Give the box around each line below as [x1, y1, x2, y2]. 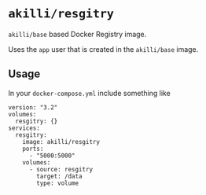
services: [8, 124, 41, 132]
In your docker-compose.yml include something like [8, 88, 171, 97]
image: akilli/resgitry [22, 138, 101, 145]
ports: [22, 145, 44, 153]
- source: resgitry [28, 165, 93, 173]
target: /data [36, 172, 83, 180]
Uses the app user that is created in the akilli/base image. [8, 44, 199, 53]
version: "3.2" [8, 103, 58, 112]
